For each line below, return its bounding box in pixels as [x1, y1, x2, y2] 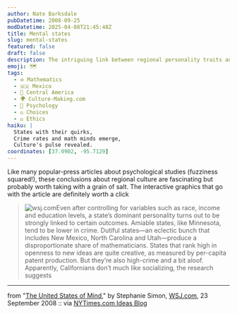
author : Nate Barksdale [7, 10, 78, 18]
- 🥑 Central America [13, 89, 74, 96]
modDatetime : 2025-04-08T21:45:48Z [7, 23, 112, 30]
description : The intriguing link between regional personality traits [7, 56, 222, 64]
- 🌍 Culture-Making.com [13, 96, 86, 103]
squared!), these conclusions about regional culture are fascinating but [7, 175, 214, 183]
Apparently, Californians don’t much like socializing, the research [24, 264, 214, 272]
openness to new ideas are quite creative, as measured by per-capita [24, 248, 227, 257]
